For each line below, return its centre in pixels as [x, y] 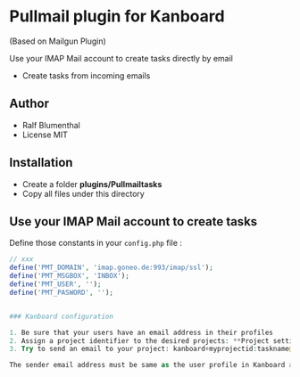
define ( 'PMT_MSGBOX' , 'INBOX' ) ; [69, 276]
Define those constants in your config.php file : [96, 243]
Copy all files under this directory [83, 193]
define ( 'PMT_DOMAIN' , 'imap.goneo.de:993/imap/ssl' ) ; [112, 268]
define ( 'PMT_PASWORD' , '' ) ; [62, 292]
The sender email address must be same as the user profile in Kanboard [147, 365]
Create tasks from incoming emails [86, 75]
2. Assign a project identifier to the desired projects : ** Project [139, 340]
